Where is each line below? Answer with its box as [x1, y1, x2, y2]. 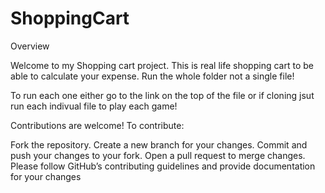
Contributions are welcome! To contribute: [10, 119, 185, 131]
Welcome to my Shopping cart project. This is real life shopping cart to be [10, 59, 314, 71]
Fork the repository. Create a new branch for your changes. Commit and [10, 138, 308, 151]
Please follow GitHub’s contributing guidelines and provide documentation [10, 160, 316, 172]
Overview [10, 40, 50, 52]
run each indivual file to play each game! [10, 100, 178, 112]
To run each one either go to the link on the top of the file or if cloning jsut [10, 89, 315, 101]
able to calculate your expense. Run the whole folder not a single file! [10, 70, 295, 82]
